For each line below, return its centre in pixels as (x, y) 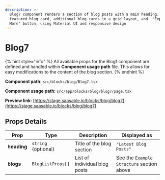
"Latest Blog (131, 144)
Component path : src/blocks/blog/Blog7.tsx (52, 81)
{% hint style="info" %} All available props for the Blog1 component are (77, 62)
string (40, 144)
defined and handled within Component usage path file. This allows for (77, 67)
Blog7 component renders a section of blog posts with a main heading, (84, 14)
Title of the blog (93, 144)
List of (82, 158)
